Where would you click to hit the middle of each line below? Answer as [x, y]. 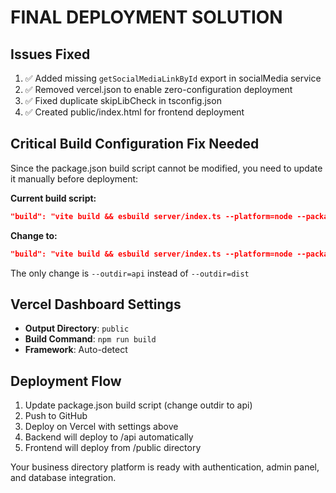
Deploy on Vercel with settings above [101, 427]
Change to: [34, 235]
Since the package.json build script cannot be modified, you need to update [166, 168]
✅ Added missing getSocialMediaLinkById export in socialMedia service [173, 78]
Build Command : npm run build [90, 339]
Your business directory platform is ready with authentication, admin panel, [165, 467]
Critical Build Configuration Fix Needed [135, 144]
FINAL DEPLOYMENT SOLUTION [146, 17]
